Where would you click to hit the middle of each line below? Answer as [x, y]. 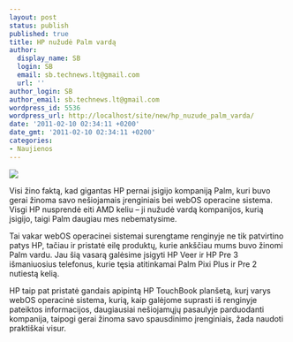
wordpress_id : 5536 [45, 108]
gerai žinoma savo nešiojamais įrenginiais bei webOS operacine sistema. [141, 200]
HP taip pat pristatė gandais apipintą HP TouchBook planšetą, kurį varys [140, 290]
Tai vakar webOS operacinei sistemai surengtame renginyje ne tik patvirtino [146, 236]
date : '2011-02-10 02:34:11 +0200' [75, 125]
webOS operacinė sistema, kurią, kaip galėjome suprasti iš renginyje [133, 300]
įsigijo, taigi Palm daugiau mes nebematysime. [93, 218]
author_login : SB [41, 91]
